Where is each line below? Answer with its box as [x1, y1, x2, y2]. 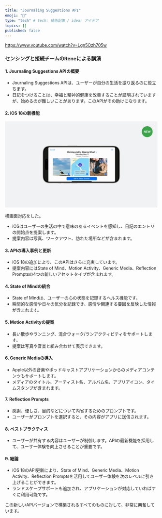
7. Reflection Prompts [5, 396, 49, 402]
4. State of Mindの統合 [5, 283, 51, 289]
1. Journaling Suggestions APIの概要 [5, 68, 79, 74]
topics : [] [5, 23, 27, 28]
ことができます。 [25, 480, 59, 485]
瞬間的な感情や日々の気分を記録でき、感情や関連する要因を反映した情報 [12, 301, 156, 307]
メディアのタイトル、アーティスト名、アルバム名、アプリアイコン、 [12, 379, 147, 384]
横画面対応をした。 [5, 213, 44, 218]
